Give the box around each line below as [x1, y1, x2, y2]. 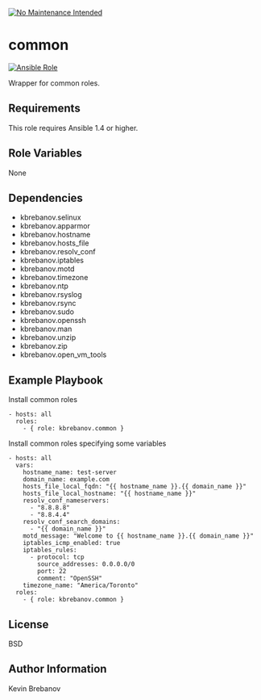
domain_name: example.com [23, 476, 110, 484]
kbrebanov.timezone [19, 273, 89, 283]
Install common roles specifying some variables [8, 438, 167, 448]
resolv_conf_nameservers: [23, 497, 110, 505]
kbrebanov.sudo [19, 307, 75, 316]
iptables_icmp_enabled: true [23, 539, 121, 547]
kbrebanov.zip [19, 342, 68, 351]
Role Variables [8, 146, 82, 161]
